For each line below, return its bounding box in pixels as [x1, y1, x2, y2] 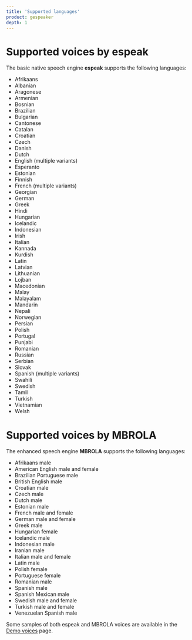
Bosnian [14, 101, 35, 108]
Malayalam [14, 295, 41, 302]
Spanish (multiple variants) [14, 370, 80, 377]
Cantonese [14, 120, 41, 127]
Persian [14, 320, 33, 327]
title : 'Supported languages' [6, 8, 80, 15]
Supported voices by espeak [6, 45, 149, 58]
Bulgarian [14, 113, 38, 121]
